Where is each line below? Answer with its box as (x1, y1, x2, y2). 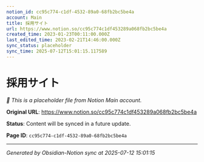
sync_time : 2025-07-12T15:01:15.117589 (6, 48, 107, 54)
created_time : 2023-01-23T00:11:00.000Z (6, 31, 110, 37)
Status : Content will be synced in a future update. (6, 120, 131, 127)
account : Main (6, 15, 42, 21)
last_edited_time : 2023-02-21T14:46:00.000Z (6, 37, 121, 43)
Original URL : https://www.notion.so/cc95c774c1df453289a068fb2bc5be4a (6, 108, 197, 115)
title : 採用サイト (6, 20, 49, 26)
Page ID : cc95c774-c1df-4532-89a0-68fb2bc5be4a (6, 131, 127, 139)
